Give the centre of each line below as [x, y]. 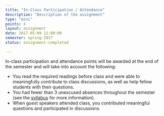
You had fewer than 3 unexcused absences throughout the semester [84, 92]
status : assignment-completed [37, 43]
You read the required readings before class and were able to [76, 76]
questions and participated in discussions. [57, 108]
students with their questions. [43, 87]
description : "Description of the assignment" [55, 15]
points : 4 [16, 24]
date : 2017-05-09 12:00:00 [34, 33]
